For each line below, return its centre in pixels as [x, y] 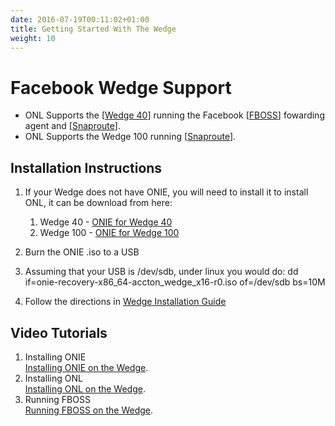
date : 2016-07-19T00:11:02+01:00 [80, 19]
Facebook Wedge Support [121, 87]
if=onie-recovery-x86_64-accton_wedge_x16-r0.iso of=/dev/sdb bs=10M [175, 282]
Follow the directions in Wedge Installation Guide [125, 302]
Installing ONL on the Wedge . [85, 388]
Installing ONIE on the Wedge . [86, 367]
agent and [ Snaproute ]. [72, 126]
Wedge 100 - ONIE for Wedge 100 [109, 233]
